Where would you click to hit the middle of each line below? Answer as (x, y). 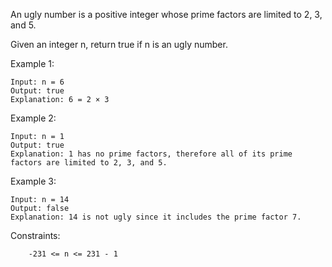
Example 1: (32, 63)
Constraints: (35, 235)
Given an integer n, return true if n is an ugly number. (119, 44)
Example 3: (33, 181)
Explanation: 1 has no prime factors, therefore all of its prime (151, 154)
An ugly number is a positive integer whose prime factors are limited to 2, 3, (166, 14)
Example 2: (33, 118)
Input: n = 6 (37, 82)
